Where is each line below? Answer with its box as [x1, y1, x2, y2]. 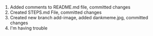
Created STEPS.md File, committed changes [10, 9, 102, 15]
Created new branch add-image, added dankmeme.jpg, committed [10, 15, 148, 20]
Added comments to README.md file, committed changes [10, 4, 130, 10]
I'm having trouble [10, 25, 48, 31]
